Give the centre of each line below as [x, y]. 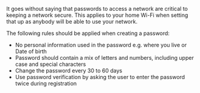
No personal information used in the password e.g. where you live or [101, 45]
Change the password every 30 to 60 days [69, 71]
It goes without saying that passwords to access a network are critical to [97, 9]
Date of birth [31, 51]
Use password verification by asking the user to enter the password [100, 77]
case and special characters [50, 64]
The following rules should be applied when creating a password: [88, 33]
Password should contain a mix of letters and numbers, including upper [105, 58]
